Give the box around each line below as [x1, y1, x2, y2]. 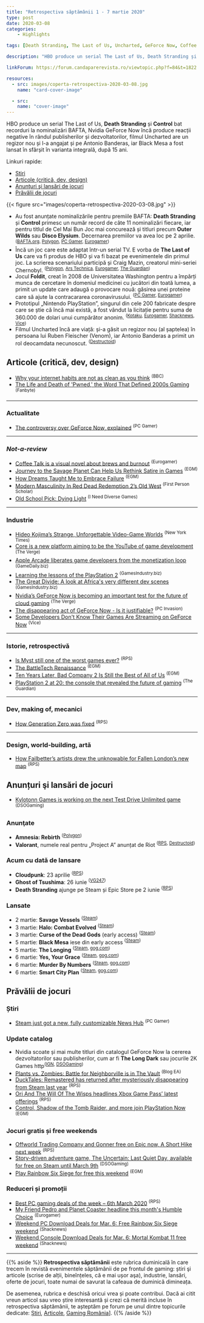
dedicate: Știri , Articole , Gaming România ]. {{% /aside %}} [6, 1310, 152, 1317]
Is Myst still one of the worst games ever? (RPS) [15, 655, 133, 664]
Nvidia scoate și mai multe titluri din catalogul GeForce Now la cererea [15, 1048, 191, 1055]
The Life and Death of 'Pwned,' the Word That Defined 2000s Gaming [15, 381, 189, 388]
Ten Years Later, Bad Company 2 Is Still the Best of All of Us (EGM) [15, 670, 180, 679]
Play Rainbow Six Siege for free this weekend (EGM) [15, 1168, 144, 1177]
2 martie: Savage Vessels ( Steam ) [15, 915, 98, 923]
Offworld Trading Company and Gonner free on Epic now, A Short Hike [15, 1140, 192, 1148]
